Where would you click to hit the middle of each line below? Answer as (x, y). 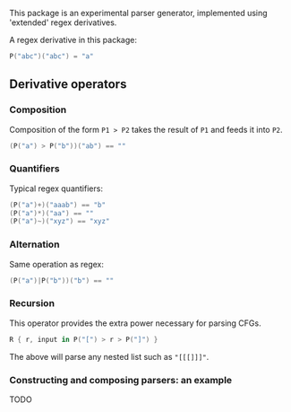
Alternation (34, 244)
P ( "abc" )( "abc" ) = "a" (51, 57)
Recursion (32, 303)
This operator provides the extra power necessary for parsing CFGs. (135, 323)
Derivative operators (68, 84)
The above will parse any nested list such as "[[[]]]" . (109, 356)
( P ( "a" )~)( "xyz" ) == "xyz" (60, 222)
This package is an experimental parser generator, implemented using (138, 13)
